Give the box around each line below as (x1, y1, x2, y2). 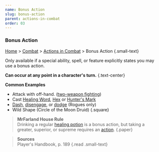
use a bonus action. (5, 63, 45, 68)
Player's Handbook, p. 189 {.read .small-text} (17, 141, 108, 147)
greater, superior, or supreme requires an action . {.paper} (17, 127, 133, 132)
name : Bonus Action (5, 7, 45, 12)
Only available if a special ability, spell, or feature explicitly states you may (5, 57, 155, 64)
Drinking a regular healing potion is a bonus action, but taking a (17, 121, 145, 127)
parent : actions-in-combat (5, 16, 60, 21)
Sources (17, 136, 35, 142)
